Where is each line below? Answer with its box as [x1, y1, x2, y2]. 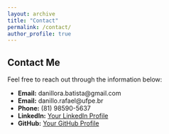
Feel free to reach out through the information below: [7, 75, 163, 84]
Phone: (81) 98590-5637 [17, 104, 91, 113]
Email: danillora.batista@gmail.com [17, 89, 121, 98]
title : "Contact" [7, 17, 59, 24]
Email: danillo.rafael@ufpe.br [17, 96, 104, 105]
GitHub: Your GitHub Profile [17, 119, 99, 128]
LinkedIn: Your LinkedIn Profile [17, 111, 109, 121]
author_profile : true [7, 30, 72, 38]
